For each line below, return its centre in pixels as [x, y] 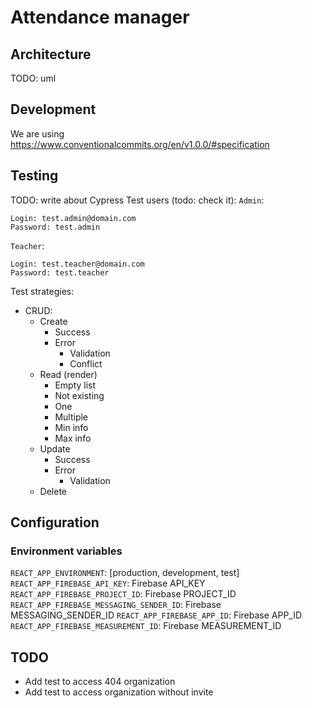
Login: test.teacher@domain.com [77, 264]
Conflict [86, 363]
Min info [71, 427]
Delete [53, 491]
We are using [37, 133]
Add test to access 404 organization [100, 682]
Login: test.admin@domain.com [73, 218]
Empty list [75, 385]
